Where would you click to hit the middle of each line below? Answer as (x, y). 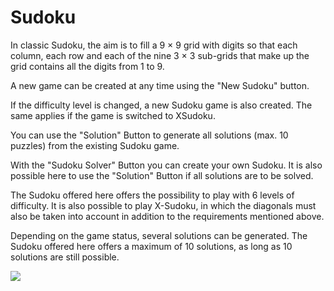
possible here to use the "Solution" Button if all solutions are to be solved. (162, 175)
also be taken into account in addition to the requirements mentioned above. (167, 216)
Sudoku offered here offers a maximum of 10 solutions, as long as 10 (151, 246)
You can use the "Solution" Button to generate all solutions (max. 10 (149, 135)
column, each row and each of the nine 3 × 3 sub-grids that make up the (160, 55)
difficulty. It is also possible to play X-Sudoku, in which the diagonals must (163, 205)
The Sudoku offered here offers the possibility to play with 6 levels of (152, 195)
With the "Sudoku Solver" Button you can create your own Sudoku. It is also (166, 165)
